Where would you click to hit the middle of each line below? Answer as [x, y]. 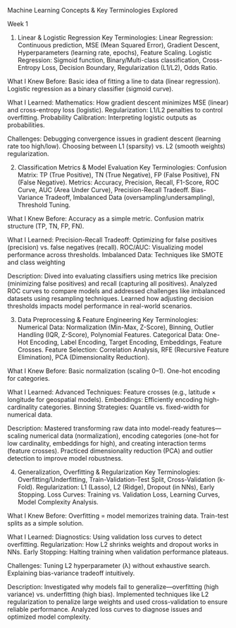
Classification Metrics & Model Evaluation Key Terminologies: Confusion [122, 167]
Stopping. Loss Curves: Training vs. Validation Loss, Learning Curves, [119, 494]
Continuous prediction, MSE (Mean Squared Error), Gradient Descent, [118, 45]
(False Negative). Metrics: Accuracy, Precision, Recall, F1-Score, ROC [118, 182]
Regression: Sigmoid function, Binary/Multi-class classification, [109, 60]
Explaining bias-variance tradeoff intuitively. [71, 573]
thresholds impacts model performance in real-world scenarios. [100, 306]
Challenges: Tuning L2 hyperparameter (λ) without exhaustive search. [109, 565]
